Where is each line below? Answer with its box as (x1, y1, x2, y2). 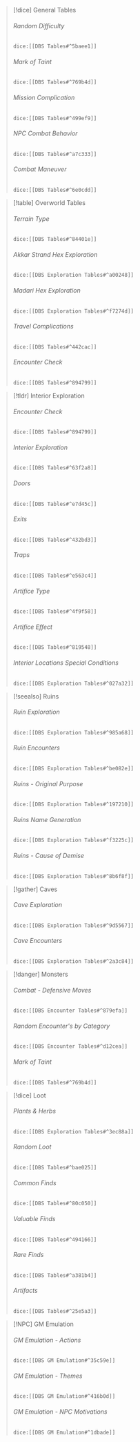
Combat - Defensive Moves (12, 986, 92, 994)
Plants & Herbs (12, 1107, 57, 1115)
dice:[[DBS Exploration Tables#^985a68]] (12, 729, 134, 736)
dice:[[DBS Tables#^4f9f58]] (12, 608, 97, 615)
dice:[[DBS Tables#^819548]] (12, 644, 97, 651)
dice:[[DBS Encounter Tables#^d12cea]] (12, 1043, 128, 1050)
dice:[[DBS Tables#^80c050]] (12, 1200, 97, 1207)
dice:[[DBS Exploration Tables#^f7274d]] (12, 307, 134, 315)
